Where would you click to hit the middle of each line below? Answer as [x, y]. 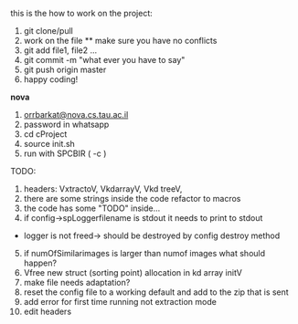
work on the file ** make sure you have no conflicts [120, 41]
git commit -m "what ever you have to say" [104, 60]
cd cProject [45, 134]
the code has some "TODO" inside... [92, 208]
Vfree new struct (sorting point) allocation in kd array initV [133, 272]
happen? [40, 263]
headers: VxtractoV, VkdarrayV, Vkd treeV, [103, 189]
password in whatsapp [66, 124]
